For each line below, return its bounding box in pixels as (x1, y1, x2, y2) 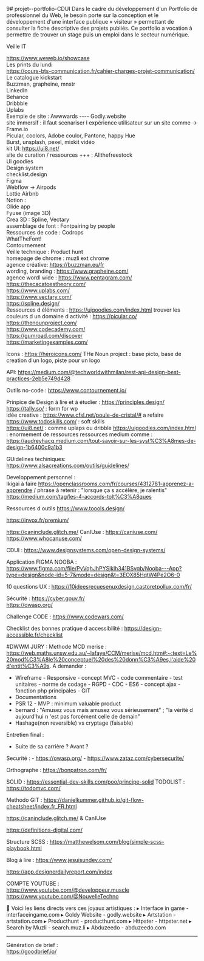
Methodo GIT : (6, 796, 42, 804)
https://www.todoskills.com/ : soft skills (6, 418, 105, 425)
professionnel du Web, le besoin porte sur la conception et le (6, 12, 159, 19)
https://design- (124, 625, 162, 632)
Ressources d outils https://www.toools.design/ (6, 505, 125, 512)
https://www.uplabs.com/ (6, 287, 70, 294)
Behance (6, 94, 29, 100)
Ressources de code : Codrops (6, 229, 84, 236)
